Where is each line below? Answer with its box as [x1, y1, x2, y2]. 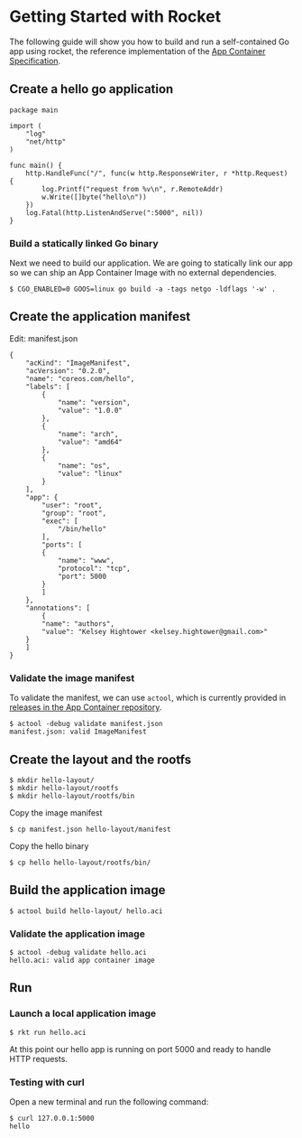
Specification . [9, 55, 61, 66]
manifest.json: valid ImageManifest [9, 727, 147, 737]
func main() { [9, 161, 63, 170]
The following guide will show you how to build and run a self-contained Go [9, 36, 290, 47]
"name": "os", [57, 461, 111, 471]
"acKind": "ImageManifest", [25, 359, 131, 368]
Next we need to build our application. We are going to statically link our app [9, 257, 293, 268]
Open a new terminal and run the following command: [9, 1096, 209, 1107]
